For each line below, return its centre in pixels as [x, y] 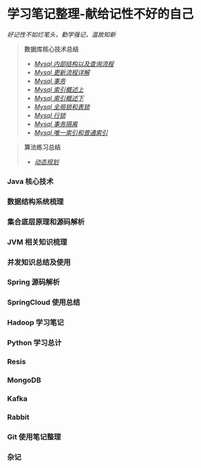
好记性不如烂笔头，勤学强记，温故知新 [61, 34]
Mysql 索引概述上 [59, 89]
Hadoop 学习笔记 [35, 323]
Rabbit [18, 417]
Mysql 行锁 [50, 115]
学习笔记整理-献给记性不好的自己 [100, 14]
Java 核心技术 [30, 181]
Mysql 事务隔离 [56, 124]
